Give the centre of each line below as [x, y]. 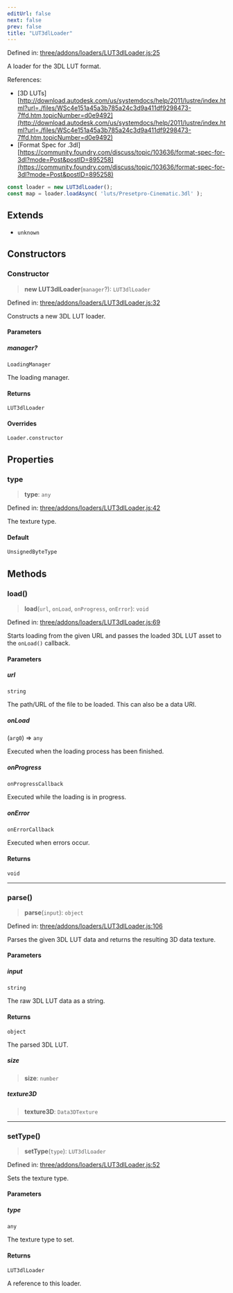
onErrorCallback [31, 830]
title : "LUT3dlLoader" [40, 33]
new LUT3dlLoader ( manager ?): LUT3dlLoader [87, 289]
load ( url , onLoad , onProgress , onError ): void [86, 609]
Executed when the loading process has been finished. [86, 751]
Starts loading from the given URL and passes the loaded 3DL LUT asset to [114, 635]
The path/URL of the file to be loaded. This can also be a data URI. [102, 705]
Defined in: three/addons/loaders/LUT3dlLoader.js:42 [84, 508]
